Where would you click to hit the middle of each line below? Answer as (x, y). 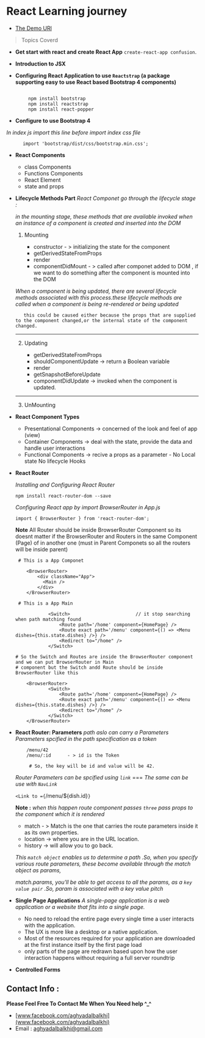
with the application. (50, 925)
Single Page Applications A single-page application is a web (92, 900)
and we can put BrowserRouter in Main (64, 662)
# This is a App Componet (51, 561)
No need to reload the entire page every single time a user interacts (109, 919)
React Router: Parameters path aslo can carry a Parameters (92, 732)
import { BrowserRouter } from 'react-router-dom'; (82, 518)
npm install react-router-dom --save (63, 496)
